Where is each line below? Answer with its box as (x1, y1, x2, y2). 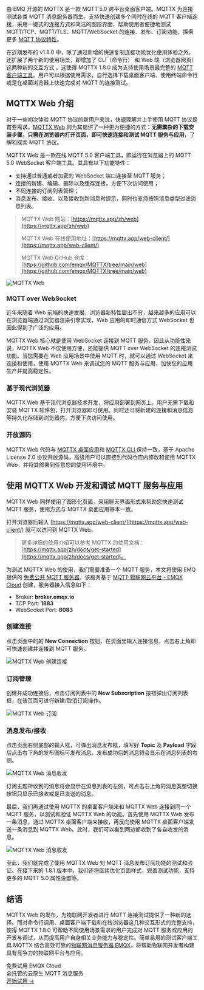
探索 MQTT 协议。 (16, 139, 63, 146)
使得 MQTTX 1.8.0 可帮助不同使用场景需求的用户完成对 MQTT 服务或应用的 (6, 926, 193, 934)
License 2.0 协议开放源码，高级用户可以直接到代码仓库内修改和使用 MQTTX (6, 453, 196, 461)
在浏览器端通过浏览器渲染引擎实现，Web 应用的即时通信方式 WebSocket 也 (6, 317, 194, 324)
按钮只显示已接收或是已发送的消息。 (6, 790, 97, 797)
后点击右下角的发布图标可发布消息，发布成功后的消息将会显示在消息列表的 (6, 749, 192, 757)
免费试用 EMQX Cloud (6, 962, 61, 969)
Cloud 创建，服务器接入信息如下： (6, 581, 92, 588)
